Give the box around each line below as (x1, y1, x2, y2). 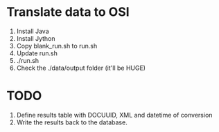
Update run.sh (16, 49, 58, 57)
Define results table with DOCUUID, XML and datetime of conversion (16, 111, 213, 119)
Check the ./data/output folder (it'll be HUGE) (16, 64, 146, 72)
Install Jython (16, 34, 56, 42)
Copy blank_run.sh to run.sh (16, 41, 98, 50)
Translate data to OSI (6, 4, 130, 20)
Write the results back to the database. (16, 118, 128, 126)
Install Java (16, 27, 49, 35)
